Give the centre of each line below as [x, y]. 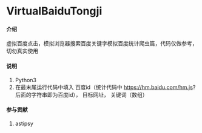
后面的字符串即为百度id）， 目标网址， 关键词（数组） [81, 94]
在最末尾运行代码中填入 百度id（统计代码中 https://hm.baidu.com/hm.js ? [105, 87]
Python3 [25, 80]
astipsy [24, 123]
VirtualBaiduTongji [54, 11]
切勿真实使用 [22, 51]
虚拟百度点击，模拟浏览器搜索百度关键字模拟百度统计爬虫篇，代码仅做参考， [102, 44]
